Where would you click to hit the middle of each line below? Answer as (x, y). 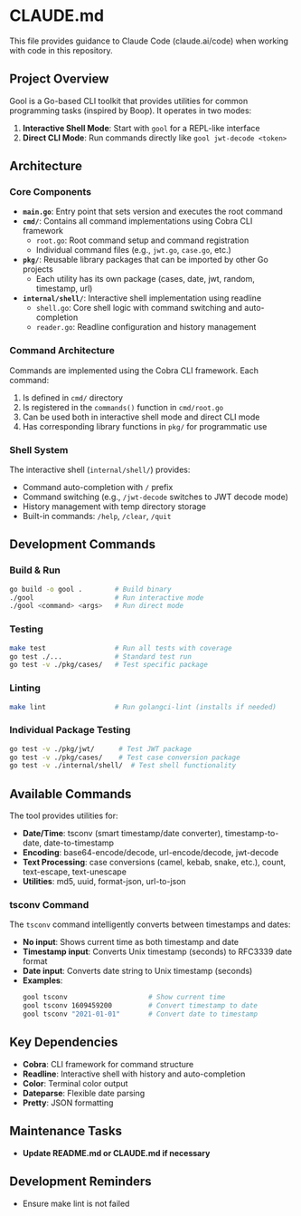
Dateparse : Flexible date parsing (84, 1093)
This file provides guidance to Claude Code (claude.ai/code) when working (149, 41)
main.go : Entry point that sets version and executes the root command (152, 212)
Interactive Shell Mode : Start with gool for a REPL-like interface (141, 128)
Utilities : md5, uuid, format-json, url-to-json (104, 882)
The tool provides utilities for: (64, 815)
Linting (25, 688)
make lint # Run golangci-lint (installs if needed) (143, 707)
